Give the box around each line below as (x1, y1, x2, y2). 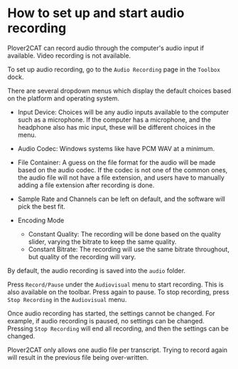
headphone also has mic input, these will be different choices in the (17, 123, 215, 131)
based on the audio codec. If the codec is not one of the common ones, (17, 165, 228, 174)
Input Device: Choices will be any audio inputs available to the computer (17, 108, 229, 116)
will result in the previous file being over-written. (7, 353, 149, 361)
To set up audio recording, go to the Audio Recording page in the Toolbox (7, 65, 220, 73)
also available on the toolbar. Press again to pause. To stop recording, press (7, 287, 229, 296)
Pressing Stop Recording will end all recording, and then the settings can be (7, 324, 229, 333)
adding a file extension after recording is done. (17, 180, 155, 189)
